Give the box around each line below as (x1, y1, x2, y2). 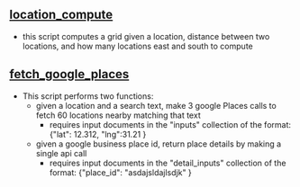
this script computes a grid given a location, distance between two (22, 31, 270, 41)
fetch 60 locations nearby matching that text (35, 110, 201, 120)
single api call (35, 147, 87, 158)
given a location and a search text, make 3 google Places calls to (35, 100, 277, 111)
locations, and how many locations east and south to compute (22, 40, 254, 51)
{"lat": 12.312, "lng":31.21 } (49, 129, 147, 139)
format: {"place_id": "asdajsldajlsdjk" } (49, 166, 192, 178)
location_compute (9, 7, 114, 22)
